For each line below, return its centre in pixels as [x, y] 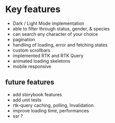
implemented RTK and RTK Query [48, 55]
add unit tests [27, 100]
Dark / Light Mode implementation [48, 23]
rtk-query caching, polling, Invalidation [53, 105]
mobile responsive [32, 66]
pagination [24, 39]
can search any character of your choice [55, 34]
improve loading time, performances [51, 110]
